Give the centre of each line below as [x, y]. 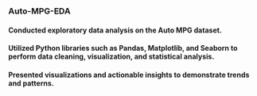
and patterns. [31, 83]
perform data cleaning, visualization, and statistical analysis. [111, 56]
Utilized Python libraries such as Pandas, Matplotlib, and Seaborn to [123, 48]
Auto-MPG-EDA [39, 11]
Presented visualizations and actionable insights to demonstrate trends [129, 75]
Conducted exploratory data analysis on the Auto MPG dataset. [115, 30]
